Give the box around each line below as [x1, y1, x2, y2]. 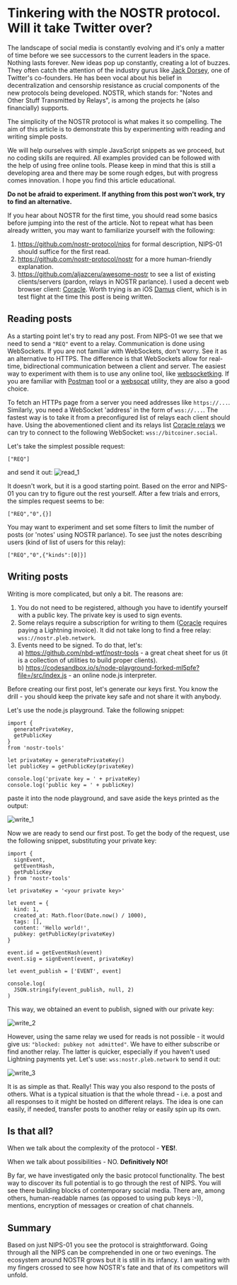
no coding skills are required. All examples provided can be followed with [7, 154, 221, 162]
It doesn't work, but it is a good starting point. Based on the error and [7, 481, 209, 490]
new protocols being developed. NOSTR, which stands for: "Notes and [7, 88, 213, 97]
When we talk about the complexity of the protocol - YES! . [7, 1144, 178, 1153]
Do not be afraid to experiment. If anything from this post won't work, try [7, 190, 225, 198]
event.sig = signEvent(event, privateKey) [7, 955, 134, 962]
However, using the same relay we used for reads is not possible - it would [7, 1032, 225, 1041]
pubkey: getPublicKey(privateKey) [13, 930, 115, 938]
